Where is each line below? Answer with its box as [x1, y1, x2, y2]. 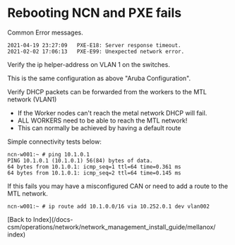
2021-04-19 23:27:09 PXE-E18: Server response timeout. [7, 42, 181, 49]
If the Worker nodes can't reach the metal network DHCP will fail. [17, 108, 207, 117]
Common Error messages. [7, 28, 83, 37]
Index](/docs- [32, 215, 73, 223]
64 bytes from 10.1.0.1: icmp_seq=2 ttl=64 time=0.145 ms [7, 169, 181, 177]
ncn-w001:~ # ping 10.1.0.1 [7, 151, 90, 158]
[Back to [7, 215, 32, 223]
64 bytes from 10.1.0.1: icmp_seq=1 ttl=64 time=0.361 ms [7, 163, 181, 170]
